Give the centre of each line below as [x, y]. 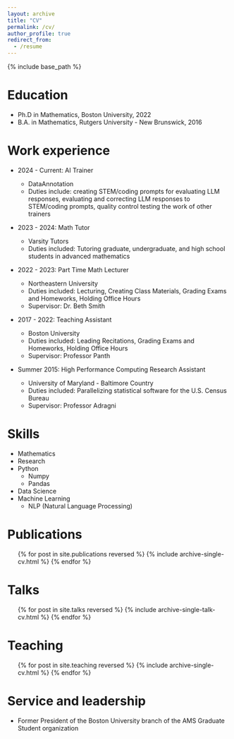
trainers [39, 214]
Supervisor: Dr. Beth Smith [67, 306]
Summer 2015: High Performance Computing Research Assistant [111, 369]
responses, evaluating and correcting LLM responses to [109, 199]
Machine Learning [44, 499]
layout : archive [31, 14]
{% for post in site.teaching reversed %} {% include [93, 665]
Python [28, 468]
